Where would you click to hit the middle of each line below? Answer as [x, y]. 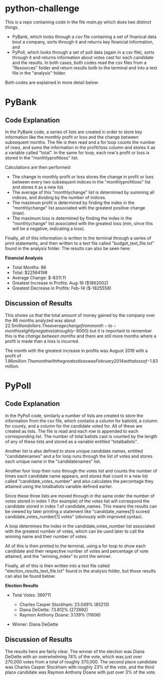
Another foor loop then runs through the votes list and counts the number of [81, 471]
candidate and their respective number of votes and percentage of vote [77, 551]
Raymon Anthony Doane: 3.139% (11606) [60, 615]
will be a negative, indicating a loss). [48, 228]
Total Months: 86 [29, 267]
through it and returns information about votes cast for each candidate [83, 57]
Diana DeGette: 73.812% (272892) [54, 609]
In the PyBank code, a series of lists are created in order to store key [74, 132]
